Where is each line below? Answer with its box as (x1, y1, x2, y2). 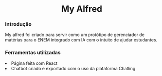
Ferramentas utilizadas (5, 49, 61, 56)
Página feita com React (11, 60, 57, 66)
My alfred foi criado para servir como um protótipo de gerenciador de (5, 32, 145, 38)
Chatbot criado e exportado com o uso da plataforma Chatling (11, 65, 136, 71)
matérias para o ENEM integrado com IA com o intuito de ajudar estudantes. (5, 37, 158, 43)
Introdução (5, 21, 32, 28)
